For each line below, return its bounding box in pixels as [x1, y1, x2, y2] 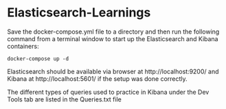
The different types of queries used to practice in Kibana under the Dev [7, 88, 210, 96]
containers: [7, 42, 39, 50]
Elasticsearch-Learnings [7, 5, 151, 21]
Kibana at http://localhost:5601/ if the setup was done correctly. [7, 74, 188, 83]
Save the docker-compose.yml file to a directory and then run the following [7, 27, 220, 36]
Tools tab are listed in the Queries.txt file [7, 95, 122, 104]
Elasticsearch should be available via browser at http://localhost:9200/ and [7, 67, 219, 75]
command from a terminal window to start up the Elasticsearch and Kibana [7, 34, 218, 43]
